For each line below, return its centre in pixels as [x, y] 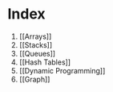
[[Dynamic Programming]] [62, 70]
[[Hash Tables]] [45, 62]
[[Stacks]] [36, 44]
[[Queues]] [37, 53]
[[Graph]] [34, 79]
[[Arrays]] [35, 36]
